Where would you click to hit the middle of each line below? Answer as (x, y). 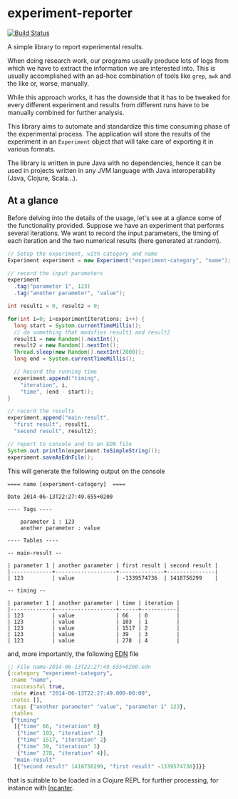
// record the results (41, 411)
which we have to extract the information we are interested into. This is (112, 68)
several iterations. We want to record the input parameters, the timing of (113, 233)
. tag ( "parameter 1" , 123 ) (52, 287)
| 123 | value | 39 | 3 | (94, 634)
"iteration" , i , (45, 385)
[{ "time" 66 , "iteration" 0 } (57, 727)
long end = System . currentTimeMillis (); (74, 359)
